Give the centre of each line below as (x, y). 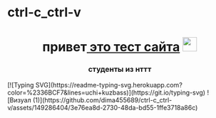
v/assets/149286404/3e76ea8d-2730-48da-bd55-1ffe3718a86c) (103, 107)
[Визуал (19, 100)
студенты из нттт (120, 70)
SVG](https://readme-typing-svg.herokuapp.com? (109, 85)
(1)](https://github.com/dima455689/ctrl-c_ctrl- (102, 100)
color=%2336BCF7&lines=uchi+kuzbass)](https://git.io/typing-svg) (106, 92)
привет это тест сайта (111, 47)
